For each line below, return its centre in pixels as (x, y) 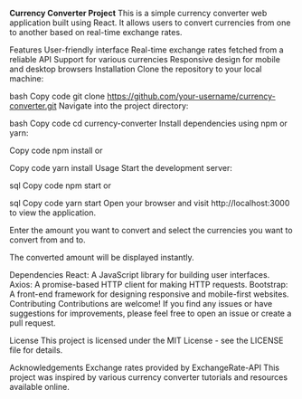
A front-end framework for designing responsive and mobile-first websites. (149, 294)
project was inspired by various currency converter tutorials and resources (148, 377)
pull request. (33, 323)
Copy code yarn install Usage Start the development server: (121, 168)
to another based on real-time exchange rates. (96, 32)
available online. (39, 387)
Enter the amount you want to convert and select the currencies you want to (151, 230)
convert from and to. (47, 240)
